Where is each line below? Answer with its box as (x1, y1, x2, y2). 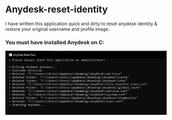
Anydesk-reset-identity (5, 4, 108, 15)
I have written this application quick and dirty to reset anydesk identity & (5, 21, 158, 27)
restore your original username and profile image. (5, 26, 110, 32)
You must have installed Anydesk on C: (5, 38, 104, 46)
